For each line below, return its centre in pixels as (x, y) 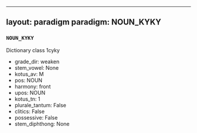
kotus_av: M (29, 74)
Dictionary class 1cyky (33, 50)
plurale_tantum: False (40, 105)
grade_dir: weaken (37, 62)
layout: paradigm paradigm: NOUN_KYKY (84, 22)
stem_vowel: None (37, 67)
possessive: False (36, 117)
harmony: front (33, 86)
